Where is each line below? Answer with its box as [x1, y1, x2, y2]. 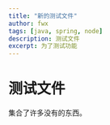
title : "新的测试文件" [8, 11, 78, 20]
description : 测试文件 [8, 34, 80, 43]
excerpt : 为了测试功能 [8, 42, 78, 50]
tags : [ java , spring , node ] [8, 27, 104, 35]
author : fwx [8, 19, 49, 28]
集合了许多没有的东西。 [8, 108, 87, 118]
